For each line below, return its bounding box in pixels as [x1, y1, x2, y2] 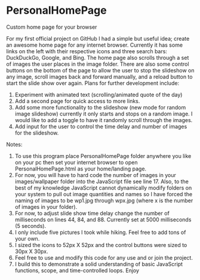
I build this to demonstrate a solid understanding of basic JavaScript [14, 260, 183, 267]
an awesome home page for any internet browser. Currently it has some [6, 41, 183, 48]
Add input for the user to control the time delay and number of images [14, 123, 187, 130]
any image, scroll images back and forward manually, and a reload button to [6, 73, 193, 80]
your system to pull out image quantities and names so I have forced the [14, 190, 193, 197]
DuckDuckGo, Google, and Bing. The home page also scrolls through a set [6, 54, 189, 61]
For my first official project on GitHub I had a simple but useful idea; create [6, 35, 190, 42]
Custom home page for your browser [6, 23, 97, 31]
